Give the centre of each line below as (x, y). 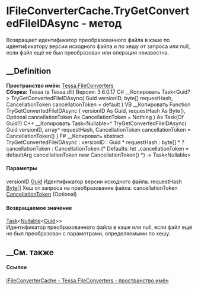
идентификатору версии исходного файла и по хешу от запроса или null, (98, 46)
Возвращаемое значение (39, 208)
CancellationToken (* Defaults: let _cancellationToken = (122, 148)
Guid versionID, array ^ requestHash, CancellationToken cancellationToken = (99, 129)
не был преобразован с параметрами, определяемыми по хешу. (88, 234)
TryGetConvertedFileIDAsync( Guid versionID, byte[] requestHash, (92, 98)
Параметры (22, 168)
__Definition (29, 71)
